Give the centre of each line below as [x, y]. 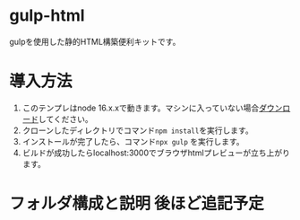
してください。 [65, 119]
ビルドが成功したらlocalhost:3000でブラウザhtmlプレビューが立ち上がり [156, 153]
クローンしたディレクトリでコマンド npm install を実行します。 [137, 130]
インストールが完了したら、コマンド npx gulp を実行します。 [133, 141]
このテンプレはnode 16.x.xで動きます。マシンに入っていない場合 [141, 108]
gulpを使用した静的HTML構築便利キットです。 [95, 41]
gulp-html [47, 16]
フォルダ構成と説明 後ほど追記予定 [137, 204]
